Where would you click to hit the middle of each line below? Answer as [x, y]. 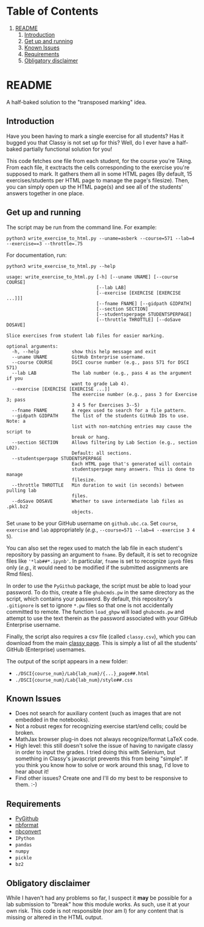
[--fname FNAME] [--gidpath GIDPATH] [144, 303]
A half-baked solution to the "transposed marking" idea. [76, 102]
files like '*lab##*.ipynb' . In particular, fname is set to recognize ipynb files [100, 561]
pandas [23, 845]
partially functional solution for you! [68, 149]
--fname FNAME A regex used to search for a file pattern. [99, 410]
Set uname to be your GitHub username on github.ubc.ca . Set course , [92, 523]
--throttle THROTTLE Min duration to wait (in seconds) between [98, 485]
